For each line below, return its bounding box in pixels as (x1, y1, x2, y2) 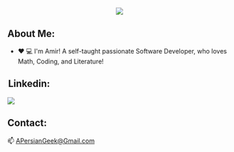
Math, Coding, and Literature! (17, 57, 105, 66)
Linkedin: (8, 78, 50, 90)
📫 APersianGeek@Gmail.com (7, 136, 95, 145)
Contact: (7, 117, 48, 129)
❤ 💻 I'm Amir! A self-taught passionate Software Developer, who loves (17, 47, 228, 55)
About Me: (7, 27, 55, 39)
